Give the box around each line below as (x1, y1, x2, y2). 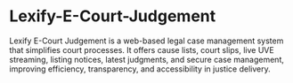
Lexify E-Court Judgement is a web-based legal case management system (9, 35, 284, 46)
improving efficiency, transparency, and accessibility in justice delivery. (9, 64, 271, 74)
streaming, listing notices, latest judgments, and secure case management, (9, 54, 285, 64)
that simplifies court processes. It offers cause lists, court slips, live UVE (9, 44, 274, 55)
